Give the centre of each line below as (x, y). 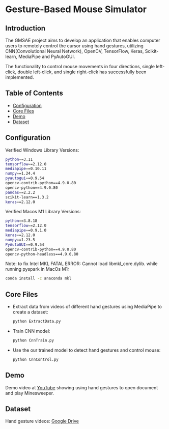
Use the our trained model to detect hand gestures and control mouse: (87, 350)
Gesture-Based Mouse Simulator (76, 9)
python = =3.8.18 (21, 221)
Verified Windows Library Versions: (42, 150)
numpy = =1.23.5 (20, 240)
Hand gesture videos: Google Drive (42, 421)
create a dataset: (30, 312)
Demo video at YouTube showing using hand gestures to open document (82, 387)
